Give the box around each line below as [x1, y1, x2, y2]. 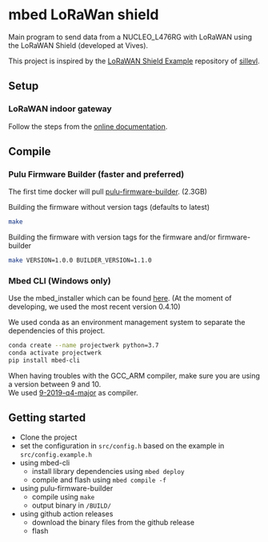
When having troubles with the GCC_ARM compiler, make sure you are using [8, 371, 260, 380]
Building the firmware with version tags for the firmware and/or [8, 232, 216, 242]
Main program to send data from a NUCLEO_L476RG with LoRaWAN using [8, 32, 253, 42]
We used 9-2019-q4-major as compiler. [8, 387, 138, 397]
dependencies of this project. [8, 326, 106, 335]
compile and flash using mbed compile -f [31, 475, 166, 484]
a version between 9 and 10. [8, 379, 102, 389]
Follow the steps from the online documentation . [8, 122, 168, 131]
